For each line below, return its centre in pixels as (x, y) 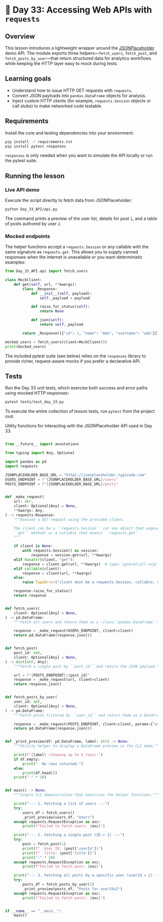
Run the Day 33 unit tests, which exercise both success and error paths (76, 388)
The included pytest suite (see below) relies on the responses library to (76, 356)
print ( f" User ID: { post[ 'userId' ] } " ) (63, 848)
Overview (20, 36)
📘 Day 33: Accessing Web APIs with (79, 10)
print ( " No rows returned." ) (53, 764)
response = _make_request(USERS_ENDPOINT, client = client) (73, 631)
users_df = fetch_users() (49, 813)
